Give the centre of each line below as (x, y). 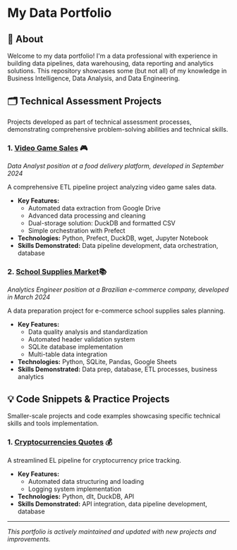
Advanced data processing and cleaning (87, 215)
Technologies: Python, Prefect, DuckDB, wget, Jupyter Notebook (113, 238)
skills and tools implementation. (53, 423)
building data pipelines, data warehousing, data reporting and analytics (110, 63)
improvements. (29, 539)
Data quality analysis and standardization (88, 332)
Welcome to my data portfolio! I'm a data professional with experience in (113, 56)
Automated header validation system (81, 339)
